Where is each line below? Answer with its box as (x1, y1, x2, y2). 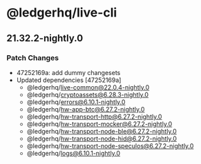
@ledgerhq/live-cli (6, 5, 117, 21)
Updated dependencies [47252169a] (16, 76, 122, 84)
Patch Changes (6, 53, 59, 63)
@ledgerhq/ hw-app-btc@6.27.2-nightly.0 (26, 105, 145, 113)
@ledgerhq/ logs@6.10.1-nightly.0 (26, 149, 121, 157)
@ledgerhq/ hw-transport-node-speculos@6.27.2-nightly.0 (26, 141, 194, 150)
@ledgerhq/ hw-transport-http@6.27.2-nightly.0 (26, 112, 162, 121)
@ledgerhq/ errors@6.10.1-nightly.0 (26, 98, 126, 106)
